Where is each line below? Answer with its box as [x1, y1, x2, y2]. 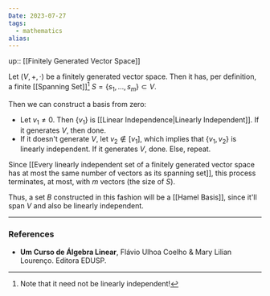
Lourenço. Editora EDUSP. [19, 255, 107, 265]
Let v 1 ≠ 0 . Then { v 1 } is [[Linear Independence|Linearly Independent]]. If [19, 114, 260, 126]
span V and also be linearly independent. [8, 201, 145, 211]
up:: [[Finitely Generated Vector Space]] [8, 56, 141, 66]
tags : [8, 19, 27, 27]
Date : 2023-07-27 [8, 11, 67, 20]
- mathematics [15, 27, 63, 35]
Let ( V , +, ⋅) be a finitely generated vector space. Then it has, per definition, [8, 72, 257, 81]
